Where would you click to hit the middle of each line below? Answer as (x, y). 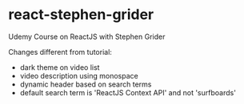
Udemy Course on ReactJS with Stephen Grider (87, 37)
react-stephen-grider (81, 15)
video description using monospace (79, 75)
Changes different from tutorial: (60, 52)
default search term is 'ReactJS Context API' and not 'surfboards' (128, 92)
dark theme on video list (60, 67)
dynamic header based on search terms (86, 84)
